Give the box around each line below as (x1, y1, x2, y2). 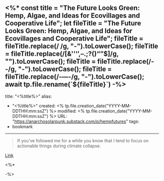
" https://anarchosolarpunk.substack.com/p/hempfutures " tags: (12, 118, 140, 124)
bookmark (12, 123, 33, 129)
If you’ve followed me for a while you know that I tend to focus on (17, 137, 149, 143)
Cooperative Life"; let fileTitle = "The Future (5, 19, 142, 27)
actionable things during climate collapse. (17, 143, 101, 149)
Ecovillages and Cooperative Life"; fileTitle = (5, 34, 144, 43)
